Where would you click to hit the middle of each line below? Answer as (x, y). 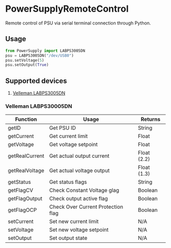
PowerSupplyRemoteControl (67, 9)
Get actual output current (79, 156)
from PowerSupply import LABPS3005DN (45, 51)
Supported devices (36, 81)
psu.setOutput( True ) (27, 65)
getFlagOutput (25, 199)
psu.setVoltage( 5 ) (25, 60)
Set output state (68, 238)
